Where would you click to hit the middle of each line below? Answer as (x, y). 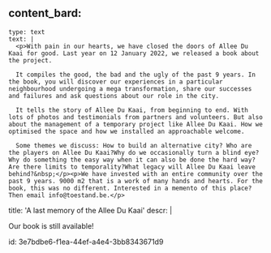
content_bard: (45, 13)
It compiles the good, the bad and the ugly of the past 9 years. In (135, 75)
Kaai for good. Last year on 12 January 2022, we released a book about (134, 53)
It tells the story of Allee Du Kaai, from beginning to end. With (132, 110)
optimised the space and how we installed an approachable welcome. (127, 131)
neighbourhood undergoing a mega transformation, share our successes (130, 88)
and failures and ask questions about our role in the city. (114, 96)
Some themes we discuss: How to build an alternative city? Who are (134, 145)
